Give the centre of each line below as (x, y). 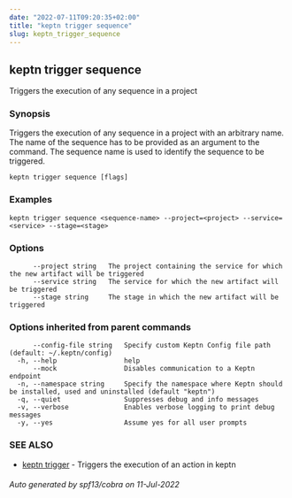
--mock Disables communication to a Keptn (143, 369)
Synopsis (30, 114)
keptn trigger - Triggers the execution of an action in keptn (129, 464)
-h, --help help (79, 361)
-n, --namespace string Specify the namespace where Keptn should (150, 384)
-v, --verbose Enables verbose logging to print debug (146, 408)
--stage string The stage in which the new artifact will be (155, 297)
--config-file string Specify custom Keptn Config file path (152, 346)
